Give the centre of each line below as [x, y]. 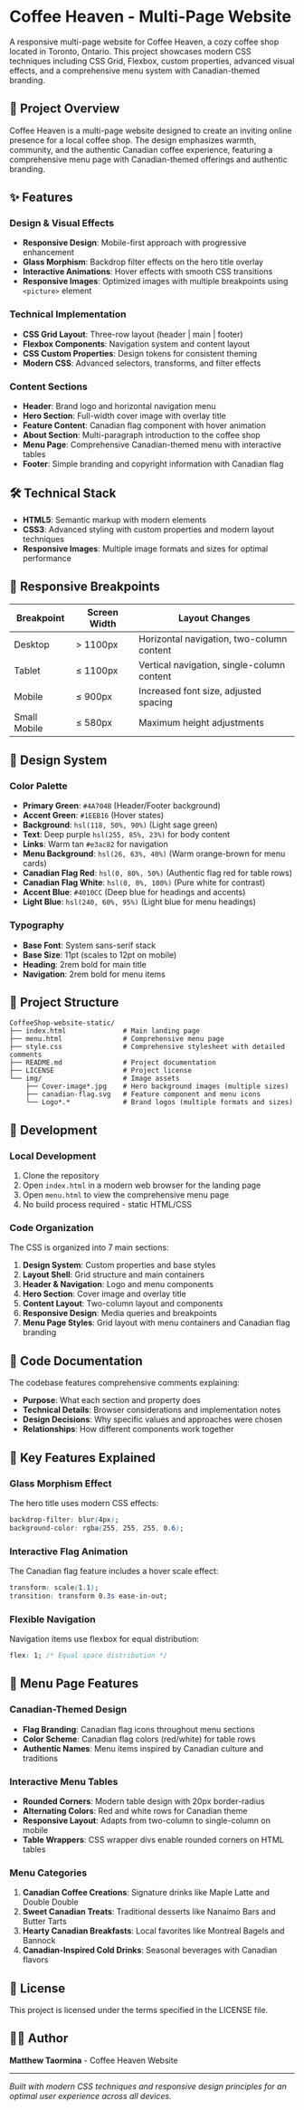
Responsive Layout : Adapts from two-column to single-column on [147, 1820]
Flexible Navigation [53, 1619]
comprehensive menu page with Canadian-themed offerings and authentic [148, 159]
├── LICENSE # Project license [101, 1071]
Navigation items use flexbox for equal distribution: [104, 1639]
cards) [34, 864]
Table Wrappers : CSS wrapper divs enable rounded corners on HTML [153, 1839]
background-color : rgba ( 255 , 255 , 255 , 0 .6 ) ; [96, 1528]
